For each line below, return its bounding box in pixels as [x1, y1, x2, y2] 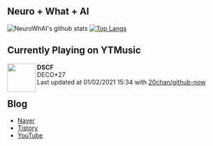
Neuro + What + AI [7, 6, 89, 17]
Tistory [17, 124, 38, 132]
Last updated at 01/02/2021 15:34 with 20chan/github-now [37, 78, 206, 86]
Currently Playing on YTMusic [7, 45, 141, 57]
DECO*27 [37, 70, 66, 79]
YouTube [17, 131, 43, 140]
